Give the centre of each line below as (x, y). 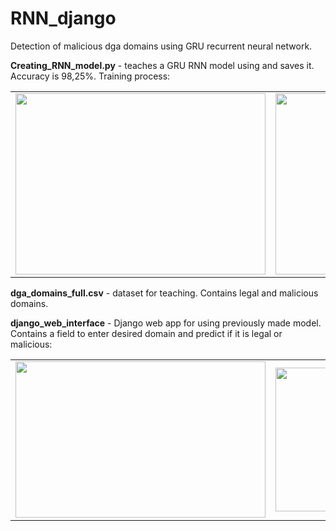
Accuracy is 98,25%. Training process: (90, 76)
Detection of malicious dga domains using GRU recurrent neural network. (161, 46)
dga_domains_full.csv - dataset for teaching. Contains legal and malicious (164, 293)
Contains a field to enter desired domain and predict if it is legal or (146, 333)
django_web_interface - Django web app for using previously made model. (166, 323)
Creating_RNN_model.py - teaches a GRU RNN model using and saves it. (162, 65)
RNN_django (63, 18)
